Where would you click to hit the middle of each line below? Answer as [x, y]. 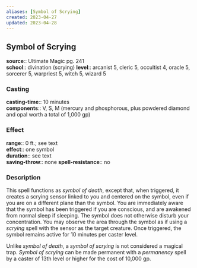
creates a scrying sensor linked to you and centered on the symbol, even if [97, 197]
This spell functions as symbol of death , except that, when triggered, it [93, 190]
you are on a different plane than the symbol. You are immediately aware [95, 203]
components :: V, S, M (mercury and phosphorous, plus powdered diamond [98, 108]
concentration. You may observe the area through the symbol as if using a [97, 222]
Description [23, 177]
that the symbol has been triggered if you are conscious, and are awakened [99, 209]
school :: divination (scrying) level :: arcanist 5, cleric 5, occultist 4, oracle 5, [98, 67]
